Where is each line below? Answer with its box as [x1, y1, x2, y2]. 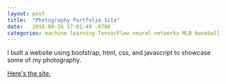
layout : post [7, 10, 45, 17]
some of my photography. [7, 56, 82, 65]
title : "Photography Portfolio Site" [7, 17, 120, 24]
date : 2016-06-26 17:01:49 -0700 [7, 23, 111, 30]
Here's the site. [7, 69, 51, 78]
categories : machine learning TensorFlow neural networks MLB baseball [7, 29, 220, 37]
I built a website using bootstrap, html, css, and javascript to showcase [7, 49, 211, 57]
